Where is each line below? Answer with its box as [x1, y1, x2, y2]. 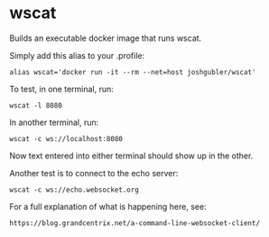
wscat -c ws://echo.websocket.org [9, 185, 140, 194]
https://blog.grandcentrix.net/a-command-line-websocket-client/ [9, 218, 260, 228]
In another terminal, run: [9, 117, 99, 128]
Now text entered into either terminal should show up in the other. [9, 150, 254, 161]
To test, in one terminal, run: [9, 83, 115, 94]
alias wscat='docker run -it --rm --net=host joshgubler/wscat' [9, 67, 256, 77]
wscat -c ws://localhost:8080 [9, 134, 124, 143]
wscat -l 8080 [9, 100, 63, 110]
